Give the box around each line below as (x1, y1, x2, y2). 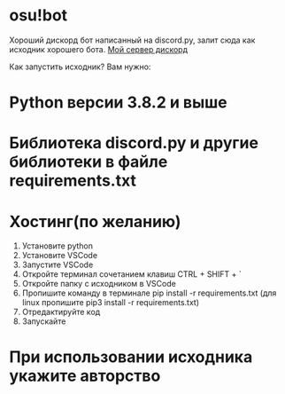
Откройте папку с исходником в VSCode (21, 279, 177, 289)
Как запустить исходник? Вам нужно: (9, 61, 151, 72)
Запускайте (21, 316, 66, 327)
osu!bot (9, 5, 68, 26)
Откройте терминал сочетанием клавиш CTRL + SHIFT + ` (21, 269, 242, 280)
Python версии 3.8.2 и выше (9, 92, 227, 113)
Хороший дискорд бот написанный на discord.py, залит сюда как (9, 35, 256, 45)
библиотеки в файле (9, 152, 168, 172)
